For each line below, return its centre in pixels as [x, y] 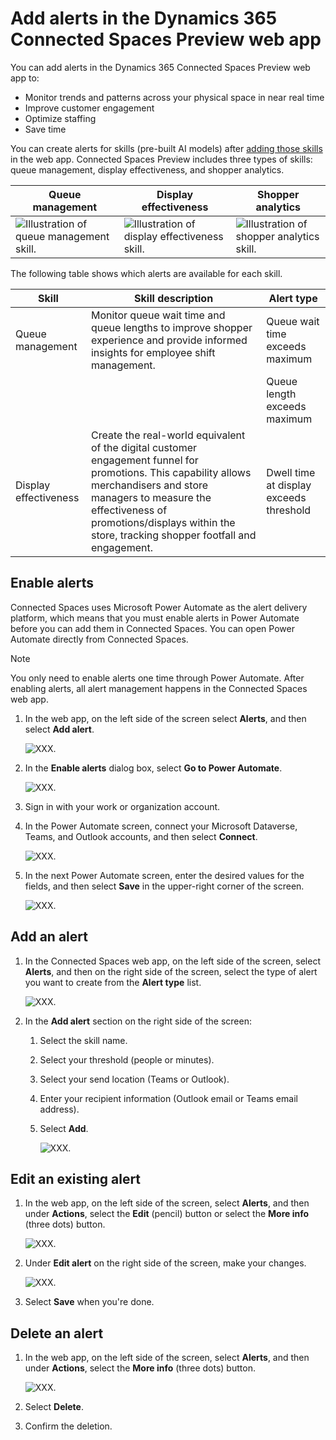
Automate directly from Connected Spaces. [99, 639]
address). [59, 1109]
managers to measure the [151, 497]
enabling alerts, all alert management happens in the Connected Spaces [159, 688]
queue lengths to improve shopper [171, 327]
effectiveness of [129, 510]
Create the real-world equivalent [168, 435]
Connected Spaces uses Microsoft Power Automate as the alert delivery [159, 607]
